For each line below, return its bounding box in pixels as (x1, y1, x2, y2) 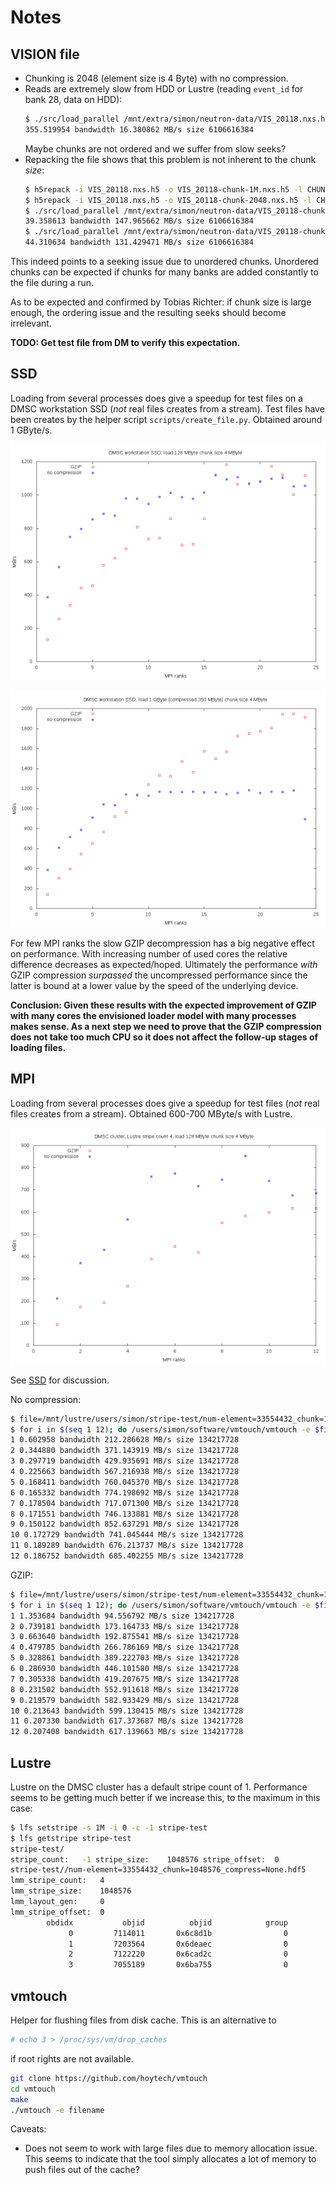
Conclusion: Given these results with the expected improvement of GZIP (10, 999, 317, 1011)
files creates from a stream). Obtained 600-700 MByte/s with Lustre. (10, 1107, 293, 1120)
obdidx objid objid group (46, 1917, 288, 1928)
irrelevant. (10, 317, 52, 329)
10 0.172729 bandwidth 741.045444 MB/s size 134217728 (10, 1530, 244, 1540)
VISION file (10, 46, 80, 63)
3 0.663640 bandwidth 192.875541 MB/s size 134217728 (10, 1632, 240, 1642)
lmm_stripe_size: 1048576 (10, 1886, 132, 1896)
